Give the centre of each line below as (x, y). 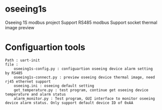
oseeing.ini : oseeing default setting (54, 86)
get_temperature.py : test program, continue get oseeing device (81, 90)
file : (12, 64)
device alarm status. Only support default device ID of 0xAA (69, 103)
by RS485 (14, 73)
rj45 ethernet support (28, 81)
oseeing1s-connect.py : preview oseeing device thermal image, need (84, 77)
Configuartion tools (45, 47)
